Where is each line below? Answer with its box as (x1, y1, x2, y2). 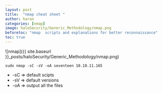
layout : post (5, 7, 32, 12)
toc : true (5, 35, 26, 40)
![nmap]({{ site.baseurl (5, 48, 51, 54)
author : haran (5, 16, 35, 21)
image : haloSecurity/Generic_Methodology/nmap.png (5, 26, 112, 31)
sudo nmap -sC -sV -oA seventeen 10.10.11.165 (5, 63, 103, 68)
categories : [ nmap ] (5, 21, 45, 26)
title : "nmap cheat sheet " (5, 12, 65, 17)
